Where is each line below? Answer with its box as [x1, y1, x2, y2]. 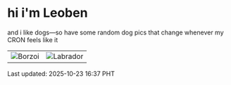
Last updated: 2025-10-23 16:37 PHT [7, 69, 115, 78]
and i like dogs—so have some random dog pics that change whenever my [7, 28, 224, 37]
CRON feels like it [7, 35, 58, 44]
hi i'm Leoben [7, 5, 88, 21]
